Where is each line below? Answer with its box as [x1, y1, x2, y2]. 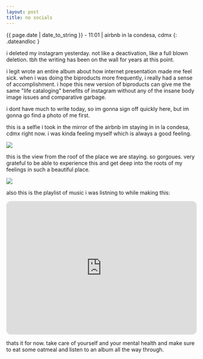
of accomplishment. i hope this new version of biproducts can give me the [6, 80, 191, 88]
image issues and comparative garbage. [6, 93, 107, 101]
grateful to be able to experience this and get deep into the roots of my [6, 159, 183, 167]
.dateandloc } [6, 38, 40, 45]
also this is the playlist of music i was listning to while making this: [6, 189, 170, 196]
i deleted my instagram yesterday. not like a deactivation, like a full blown [6, 49, 188, 56]
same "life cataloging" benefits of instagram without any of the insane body [6, 87, 195, 94]
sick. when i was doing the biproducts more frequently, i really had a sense [6, 74, 193, 81]
